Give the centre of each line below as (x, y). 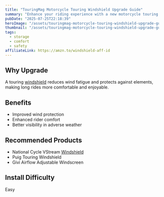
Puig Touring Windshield (37, 157)
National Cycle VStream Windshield (48, 152)
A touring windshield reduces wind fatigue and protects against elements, (79, 82)
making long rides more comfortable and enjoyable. (57, 87)
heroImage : (16, 23)
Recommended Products (43, 140)
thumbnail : (16, 28)
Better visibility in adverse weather (47, 125)
